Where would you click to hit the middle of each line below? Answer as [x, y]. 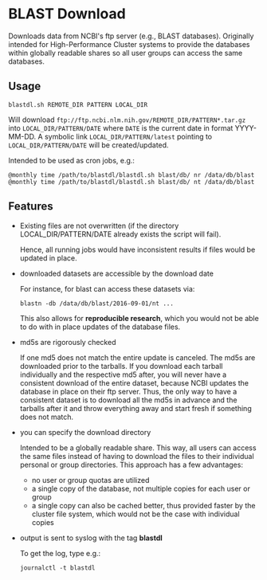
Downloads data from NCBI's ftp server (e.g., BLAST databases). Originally [131, 36]
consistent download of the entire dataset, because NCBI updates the [134, 382]
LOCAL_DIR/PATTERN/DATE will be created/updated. [88, 145]
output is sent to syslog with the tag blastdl [91, 538]
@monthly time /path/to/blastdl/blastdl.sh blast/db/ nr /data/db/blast [132, 175]
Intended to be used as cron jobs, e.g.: [72, 160]
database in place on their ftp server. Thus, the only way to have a [128, 391]
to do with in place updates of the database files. [100, 327]
